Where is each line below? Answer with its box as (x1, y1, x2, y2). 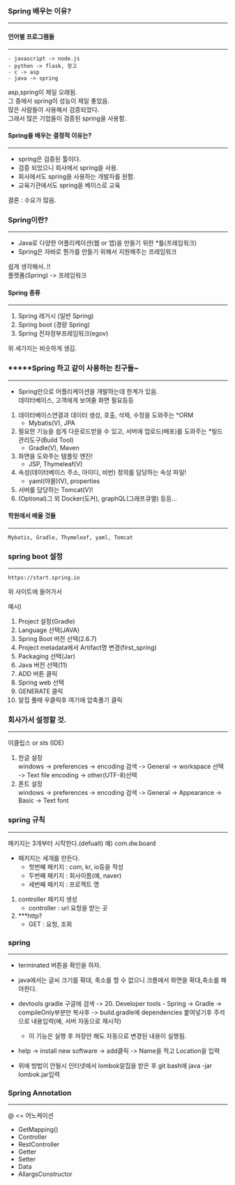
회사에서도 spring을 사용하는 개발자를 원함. (17, 172, 135, 180)
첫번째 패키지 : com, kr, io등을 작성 (28, 862, 124, 871)
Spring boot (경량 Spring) (17, 320, 90, 329)
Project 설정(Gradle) (17, 617, 75, 625)
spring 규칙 (8, 815, 46, 825)
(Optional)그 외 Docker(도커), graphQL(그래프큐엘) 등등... (17, 494, 177, 503)
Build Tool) (43, 436, 74, 444)
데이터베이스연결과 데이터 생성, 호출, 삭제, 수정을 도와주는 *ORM (17, 410, 194, 419)
